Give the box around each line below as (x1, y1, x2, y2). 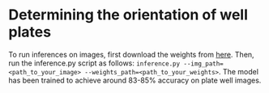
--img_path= (183, 59, 224, 68)
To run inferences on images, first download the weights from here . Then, (8, 49, 254, 59)
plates (8, 23, 51, 41)
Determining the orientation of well (8, 6, 249, 24)
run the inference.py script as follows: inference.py (8, 58, 181, 68)
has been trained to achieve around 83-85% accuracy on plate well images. (8, 75, 262, 85)
